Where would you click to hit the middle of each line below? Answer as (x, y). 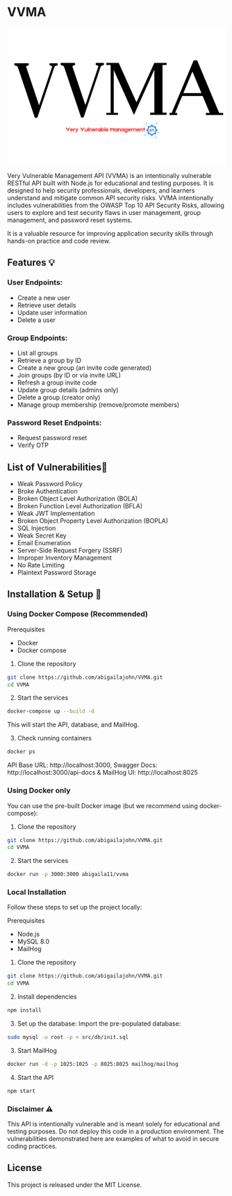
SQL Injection (36, 528)
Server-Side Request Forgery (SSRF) (70, 551)
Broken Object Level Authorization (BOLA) (77, 499)
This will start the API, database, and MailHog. (73, 725)
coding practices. (32, 1146)
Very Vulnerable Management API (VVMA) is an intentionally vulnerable (109, 175)
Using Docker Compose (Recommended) (77, 614)
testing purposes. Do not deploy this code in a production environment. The (116, 1131)
